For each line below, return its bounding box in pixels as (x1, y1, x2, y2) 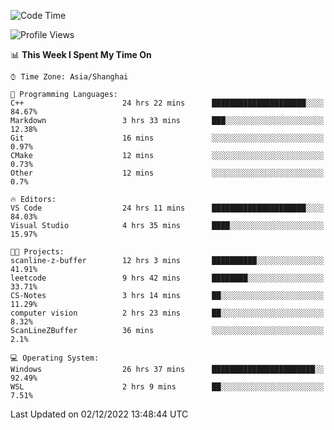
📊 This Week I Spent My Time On (10, 49, 152, 60)
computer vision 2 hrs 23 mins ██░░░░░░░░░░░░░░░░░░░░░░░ (10, 308, 325, 318)
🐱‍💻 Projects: (10, 247, 65, 257)
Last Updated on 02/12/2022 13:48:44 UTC (10, 408, 189, 420)
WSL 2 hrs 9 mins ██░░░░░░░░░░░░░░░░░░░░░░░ (10, 382, 325, 392)
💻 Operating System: (10, 353, 100, 363)
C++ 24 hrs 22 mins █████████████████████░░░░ (10, 98, 325, 108)
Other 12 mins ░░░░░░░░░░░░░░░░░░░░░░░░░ (10, 168, 325, 178)
